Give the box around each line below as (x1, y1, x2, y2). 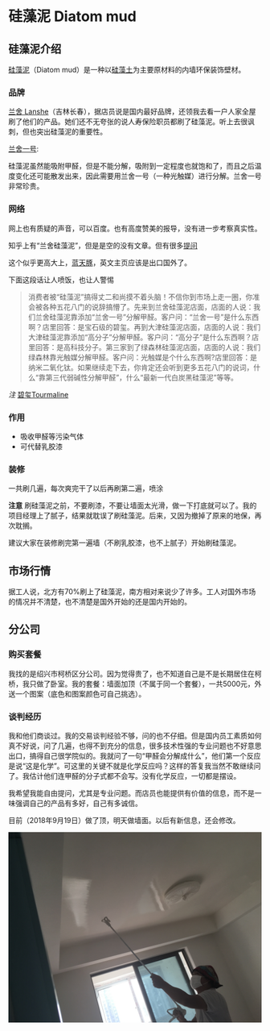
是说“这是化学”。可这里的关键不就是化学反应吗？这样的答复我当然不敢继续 (8, 761, 255, 771)
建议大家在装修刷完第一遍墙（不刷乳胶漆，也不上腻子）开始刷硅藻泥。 (8, 538, 241, 548)
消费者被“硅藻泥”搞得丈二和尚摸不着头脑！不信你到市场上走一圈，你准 (27, 292, 260, 301)
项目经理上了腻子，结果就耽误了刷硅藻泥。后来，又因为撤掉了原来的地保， (8, 511, 255, 521)
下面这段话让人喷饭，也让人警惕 (8, 275, 114, 285)
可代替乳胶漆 (19, 441, 63, 451)
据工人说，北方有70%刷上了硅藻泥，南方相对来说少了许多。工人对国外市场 (8, 587, 256, 597)
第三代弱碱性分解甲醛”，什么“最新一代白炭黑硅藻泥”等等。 (45, 372, 239, 382)
